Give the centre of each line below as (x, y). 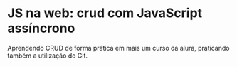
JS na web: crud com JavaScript (105, 13)
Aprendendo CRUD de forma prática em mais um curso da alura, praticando (118, 48)
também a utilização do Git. (47, 56)
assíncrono (41, 28)
